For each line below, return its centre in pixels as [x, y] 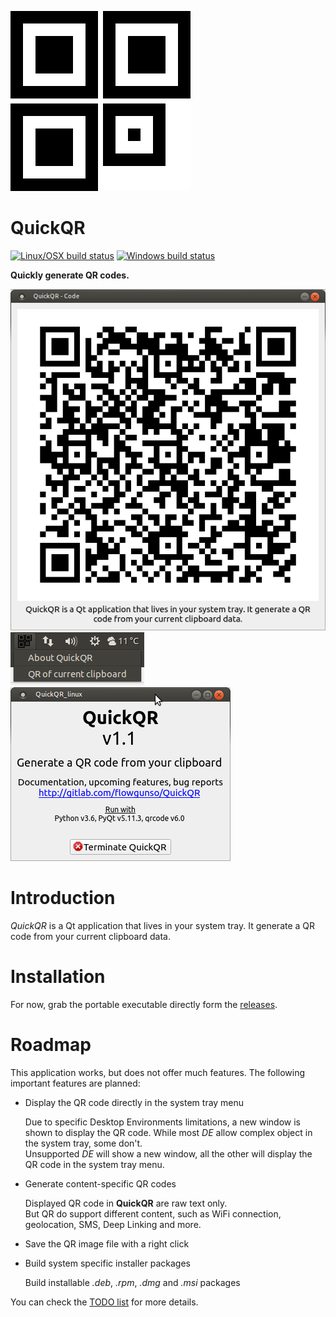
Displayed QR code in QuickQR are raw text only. [126, 1203]
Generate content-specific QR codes [100, 1183]
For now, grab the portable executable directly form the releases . [144, 1004]
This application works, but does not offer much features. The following [158, 1072]
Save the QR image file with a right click [107, 1243]
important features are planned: [75, 1083]
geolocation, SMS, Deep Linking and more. [113, 1224]
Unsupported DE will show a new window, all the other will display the [168, 1153]
